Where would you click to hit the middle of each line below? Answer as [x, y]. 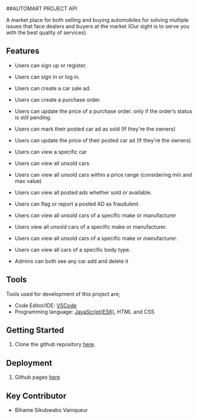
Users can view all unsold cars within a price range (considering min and [103, 174]
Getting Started [35, 330]
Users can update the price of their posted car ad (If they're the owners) [103, 140]
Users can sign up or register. [51, 65]
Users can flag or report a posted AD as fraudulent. [77, 204]
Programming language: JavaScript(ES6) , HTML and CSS [85, 311]
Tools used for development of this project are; [63, 294]
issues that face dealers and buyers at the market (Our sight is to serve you [98, 26]
